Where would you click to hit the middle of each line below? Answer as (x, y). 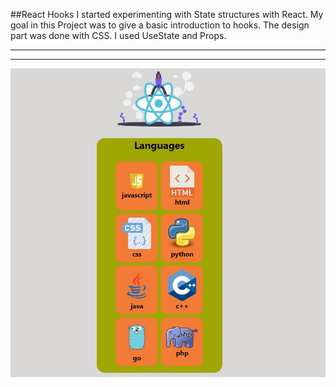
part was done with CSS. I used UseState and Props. (118, 35)
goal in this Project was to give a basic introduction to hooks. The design (160, 25)
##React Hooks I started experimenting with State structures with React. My (167, 14)
